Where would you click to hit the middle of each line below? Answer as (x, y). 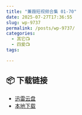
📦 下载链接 (27, 80)
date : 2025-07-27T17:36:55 (39, 17)
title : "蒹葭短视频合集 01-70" (41, 11)
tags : (13, 50)
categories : (21, 34)
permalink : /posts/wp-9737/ (41, 28)
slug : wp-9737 (24, 22)
